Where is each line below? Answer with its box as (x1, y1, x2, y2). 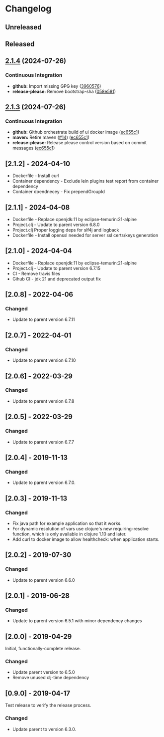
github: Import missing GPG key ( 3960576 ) (12, 83, 101, 89)
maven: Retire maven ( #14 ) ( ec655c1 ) (12, 134, 89, 140)
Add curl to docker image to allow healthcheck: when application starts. (12, 536, 160, 542)
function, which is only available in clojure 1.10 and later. (12, 531, 127, 537)
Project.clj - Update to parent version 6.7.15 (12, 265, 101, 271)
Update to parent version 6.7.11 (12, 316, 75, 322)
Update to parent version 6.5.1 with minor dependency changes (12, 618, 142, 624)
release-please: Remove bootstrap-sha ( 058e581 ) (12, 88, 116, 94)
